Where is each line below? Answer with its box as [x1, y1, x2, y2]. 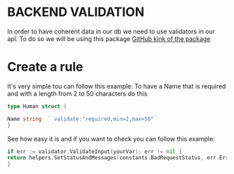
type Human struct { [7, 102, 68, 110]
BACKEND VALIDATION [7, 4, 145, 20]
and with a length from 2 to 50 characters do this [7, 89, 148, 97]
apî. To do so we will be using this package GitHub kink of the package [7, 34, 211, 42]
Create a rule [7, 59, 84, 75]
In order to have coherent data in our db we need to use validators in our [7, 27, 215, 35]
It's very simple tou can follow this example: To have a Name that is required [7, 81, 226, 90]
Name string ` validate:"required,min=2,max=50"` [7, 116, 157, 122]
